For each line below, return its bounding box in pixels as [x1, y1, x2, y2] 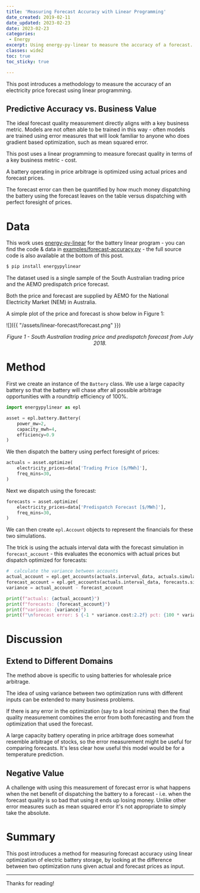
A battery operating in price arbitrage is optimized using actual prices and [6, 168, 187, 175]
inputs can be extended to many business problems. [6, 696, 135, 703]
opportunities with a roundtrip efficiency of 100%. [6, 393, 128, 400]
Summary [6, 830, 55, 844]
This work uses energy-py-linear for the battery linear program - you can [6, 239, 185, 246]
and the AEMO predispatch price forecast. [6, 281, 110, 288]
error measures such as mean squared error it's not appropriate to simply [6, 803, 186, 810]
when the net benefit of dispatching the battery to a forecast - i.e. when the [6, 790, 192, 798]
